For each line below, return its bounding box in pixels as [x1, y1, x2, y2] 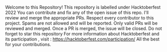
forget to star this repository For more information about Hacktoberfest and [5, 31, 160, 36]
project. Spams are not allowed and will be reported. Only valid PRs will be [5, 20, 158, 26]
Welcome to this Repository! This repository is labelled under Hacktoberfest [5, 4, 161, 10]
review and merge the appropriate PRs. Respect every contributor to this [5, 15, 154, 20]
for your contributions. [5, 41, 51, 47]
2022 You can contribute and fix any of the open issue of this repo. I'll [5, 9, 149, 15]
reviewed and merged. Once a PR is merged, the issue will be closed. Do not [5, 25, 162, 31]
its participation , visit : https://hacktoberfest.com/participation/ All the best [5, 36, 160, 42]
